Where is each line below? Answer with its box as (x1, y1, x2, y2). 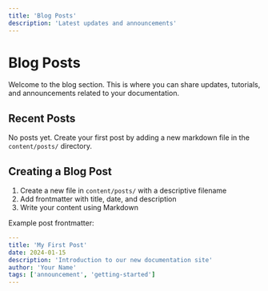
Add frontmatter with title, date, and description (19, 194, 178, 204)
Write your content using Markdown (19, 203, 138, 213)
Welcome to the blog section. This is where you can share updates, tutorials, (8, 80, 261, 90)
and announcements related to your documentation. (8, 89, 180, 98)
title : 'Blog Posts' (8, 11, 78, 20)
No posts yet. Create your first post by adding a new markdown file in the (8, 133, 250, 142)
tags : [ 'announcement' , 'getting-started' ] (8, 271, 156, 279)
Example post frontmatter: (8, 218, 94, 228)
